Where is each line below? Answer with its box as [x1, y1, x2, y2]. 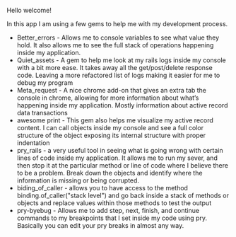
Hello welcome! [6, 6, 52, 14]
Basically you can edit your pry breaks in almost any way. [16, 221, 184, 229]
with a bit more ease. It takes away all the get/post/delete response [16, 64, 213, 71]
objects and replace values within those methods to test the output [16, 199, 212, 207]
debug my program [16, 79, 73, 87]
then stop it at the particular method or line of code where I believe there [16, 161, 229, 169]
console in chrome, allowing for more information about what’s [16, 93, 199, 102]
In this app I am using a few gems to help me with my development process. [6, 20, 228, 28]
